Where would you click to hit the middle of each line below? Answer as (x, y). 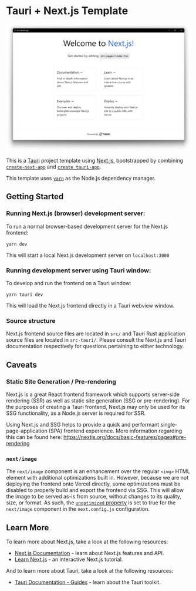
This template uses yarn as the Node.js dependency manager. (81, 178)
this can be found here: (34, 437)
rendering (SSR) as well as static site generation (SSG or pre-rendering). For (98, 400)
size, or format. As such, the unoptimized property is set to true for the (91, 503)
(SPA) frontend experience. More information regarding (116, 431)
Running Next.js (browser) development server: (76, 213)
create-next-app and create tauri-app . (54, 167)
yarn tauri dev (25, 295)
